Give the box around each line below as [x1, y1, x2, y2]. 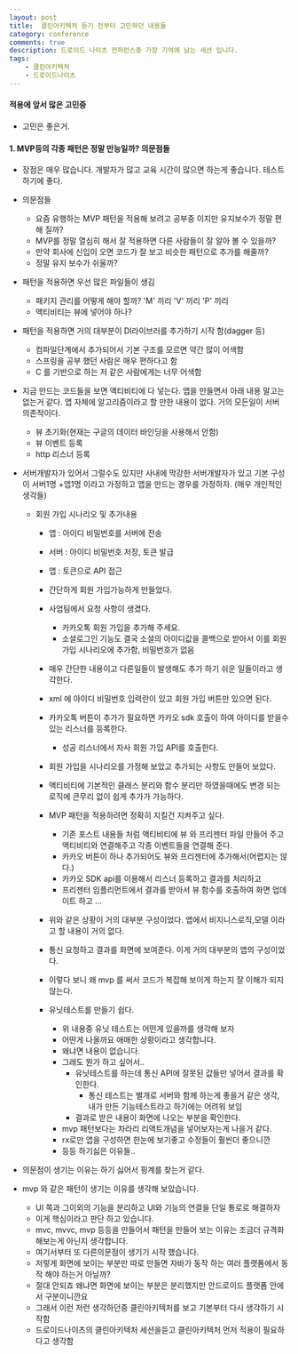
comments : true [9, 37, 66, 47]
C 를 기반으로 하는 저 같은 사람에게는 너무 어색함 [35, 366, 202, 378]
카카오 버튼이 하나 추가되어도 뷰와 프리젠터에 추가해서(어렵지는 [61, 851, 278, 862]
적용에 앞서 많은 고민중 [9, 100, 87, 110]
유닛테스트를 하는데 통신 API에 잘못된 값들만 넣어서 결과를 [74, 1068, 275, 1078]
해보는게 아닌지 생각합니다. [35, 1236, 129, 1246]
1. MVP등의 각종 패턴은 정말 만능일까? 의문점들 [9, 143, 170, 154]
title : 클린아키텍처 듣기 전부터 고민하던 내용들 [9, 21, 167, 30]
